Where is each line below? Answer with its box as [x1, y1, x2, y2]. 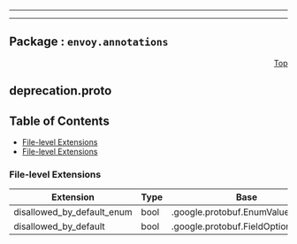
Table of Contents [9, 113, 110, 128]
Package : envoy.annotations [9, 34, 169, 50]
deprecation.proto [9, 83, 112, 98]
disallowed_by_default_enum [13, 206, 133, 218]
